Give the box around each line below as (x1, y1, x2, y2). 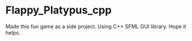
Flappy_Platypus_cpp (5, 4, 112, 17)
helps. (5, 29, 20, 36)
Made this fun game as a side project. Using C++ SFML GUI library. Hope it (5, 23, 187, 30)
